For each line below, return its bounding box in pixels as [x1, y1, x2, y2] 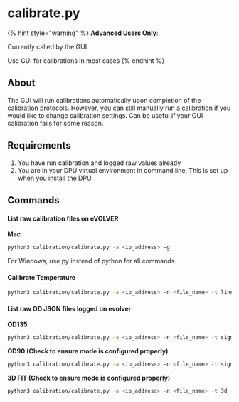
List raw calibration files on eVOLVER [7, 214, 119, 223]
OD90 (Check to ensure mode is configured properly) [7, 347, 169, 356]
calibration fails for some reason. [7, 119, 104, 127]
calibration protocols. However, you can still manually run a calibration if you [7, 104, 231, 112]
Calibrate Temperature [7, 273, 76, 281]
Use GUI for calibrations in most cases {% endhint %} [7, 56, 165, 65]
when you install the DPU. [17, 174, 94, 182]
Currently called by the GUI [7, 42, 87, 51]
